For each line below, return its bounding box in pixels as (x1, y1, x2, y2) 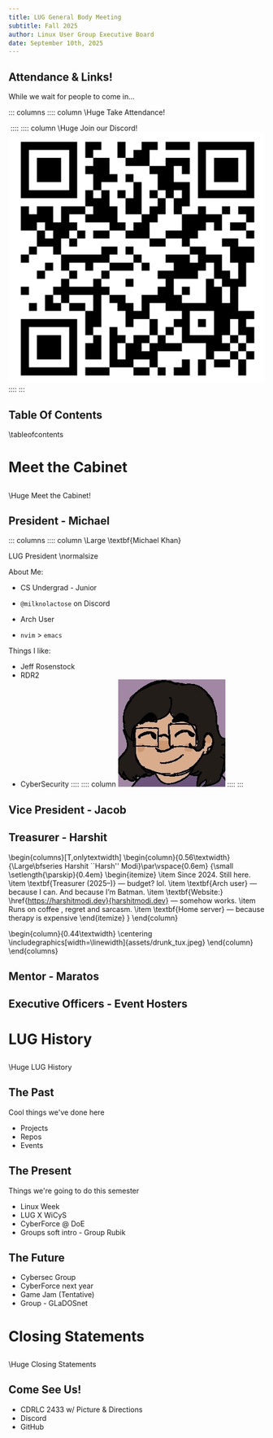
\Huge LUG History (8, 1063, 72, 1072)
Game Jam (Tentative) (19, 1290, 95, 1300)
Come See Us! (8, 1383, 82, 1396)
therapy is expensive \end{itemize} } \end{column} (8, 913, 179, 923)
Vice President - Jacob (8, 803, 128, 817)
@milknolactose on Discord (19, 598, 110, 608)
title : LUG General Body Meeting (8, 13, 122, 21)
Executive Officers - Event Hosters (8, 997, 188, 1011)
